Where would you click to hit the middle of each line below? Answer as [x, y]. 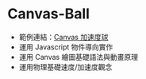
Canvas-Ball [49, 14]
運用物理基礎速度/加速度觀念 [65, 67]
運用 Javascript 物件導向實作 [66, 47]
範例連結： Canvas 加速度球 [63, 37]
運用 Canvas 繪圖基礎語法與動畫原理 [78, 57]
